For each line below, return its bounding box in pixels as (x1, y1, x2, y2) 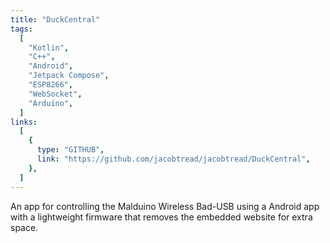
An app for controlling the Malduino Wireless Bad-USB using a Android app (10, 200, 320, 212)
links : (10, 117, 38, 127)
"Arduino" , (28, 98, 74, 108)
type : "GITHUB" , (36, 145, 105, 155)
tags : (10, 24, 33, 34)
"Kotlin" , (28, 42, 70, 53)
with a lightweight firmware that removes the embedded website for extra (10, 211, 313, 223)
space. (10, 221, 39, 233)
